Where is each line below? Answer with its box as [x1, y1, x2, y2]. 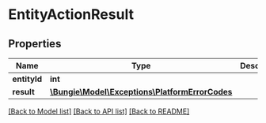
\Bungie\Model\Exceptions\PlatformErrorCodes [50, 87, 233, 97]
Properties [8, 37, 62, 50]
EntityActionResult [8, 6, 135, 24]
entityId [12, 73, 43, 84]
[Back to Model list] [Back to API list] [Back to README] [8, 106, 190, 116]
